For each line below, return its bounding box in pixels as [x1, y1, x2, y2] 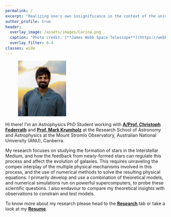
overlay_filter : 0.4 [10, 41, 53, 46]
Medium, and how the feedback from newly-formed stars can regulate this [5, 153, 162, 159]
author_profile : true [5, 19, 51, 24]
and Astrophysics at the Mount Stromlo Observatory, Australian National [5, 132, 157, 138]
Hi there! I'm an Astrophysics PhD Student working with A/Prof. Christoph [5, 121, 161, 128]
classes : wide [5, 46, 36, 51]
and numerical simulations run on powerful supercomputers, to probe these [5, 180, 164, 186]
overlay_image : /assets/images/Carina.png [10, 29, 101, 35]
